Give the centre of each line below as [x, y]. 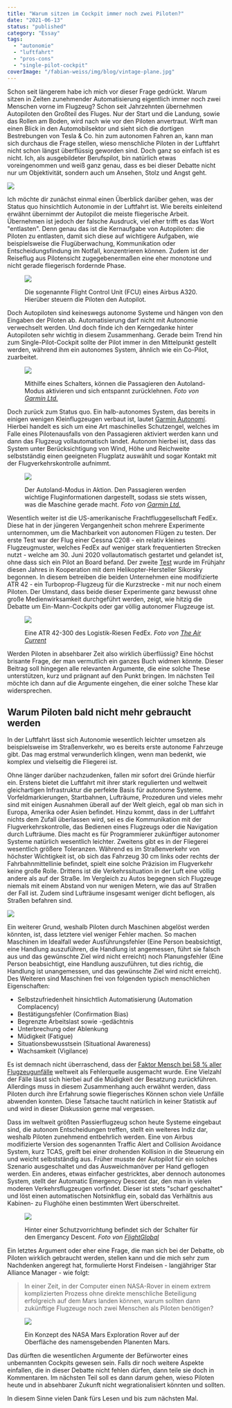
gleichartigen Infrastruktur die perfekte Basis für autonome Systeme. [105, 790]
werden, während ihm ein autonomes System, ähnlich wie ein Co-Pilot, [108, 349]
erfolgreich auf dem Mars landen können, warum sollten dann [112, 1301]
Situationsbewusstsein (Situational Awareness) [84, 1044]
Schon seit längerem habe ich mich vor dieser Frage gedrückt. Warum [107, 92]
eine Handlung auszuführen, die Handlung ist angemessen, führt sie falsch [114, 949]
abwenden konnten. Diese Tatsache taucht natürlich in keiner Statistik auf [112, 1101]
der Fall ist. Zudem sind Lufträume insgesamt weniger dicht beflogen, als [111, 893]
